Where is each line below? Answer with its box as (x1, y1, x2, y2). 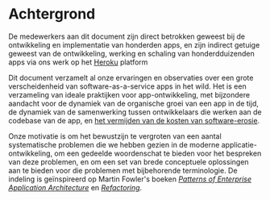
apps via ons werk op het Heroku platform (8, 57, 148, 67)
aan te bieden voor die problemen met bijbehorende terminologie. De (8, 165, 238, 175)
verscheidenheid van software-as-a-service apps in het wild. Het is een (8, 81, 247, 91)
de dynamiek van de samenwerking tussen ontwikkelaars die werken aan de (8, 106, 262, 117)
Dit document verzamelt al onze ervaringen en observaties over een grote (8, 73, 254, 82)
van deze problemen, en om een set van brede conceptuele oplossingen (8, 156, 249, 166)
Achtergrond (8, 5, 96, 23)
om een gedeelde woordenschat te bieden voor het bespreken (54, 148, 262, 158)
